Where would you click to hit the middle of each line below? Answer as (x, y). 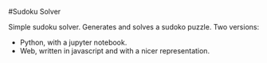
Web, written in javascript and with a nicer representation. (114, 51)
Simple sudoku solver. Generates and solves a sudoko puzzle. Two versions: (134, 27)
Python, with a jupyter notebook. (73, 42)
